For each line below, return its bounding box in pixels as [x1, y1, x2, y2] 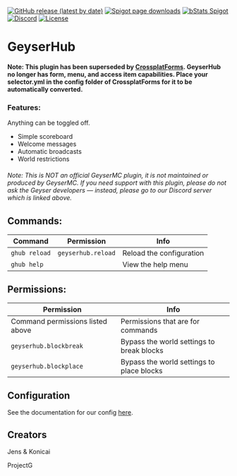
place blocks [120, 365, 164, 375]
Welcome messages [17, 140, 77, 148]
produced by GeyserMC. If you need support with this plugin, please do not [7, 178, 227, 187]
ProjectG [7, 461, 33, 470]
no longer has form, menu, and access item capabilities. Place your [7, 70, 208, 78]
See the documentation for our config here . [7, 408, 133, 417]
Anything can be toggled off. [7, 118, 90, 127]
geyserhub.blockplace [11, 362, 83, 370]
